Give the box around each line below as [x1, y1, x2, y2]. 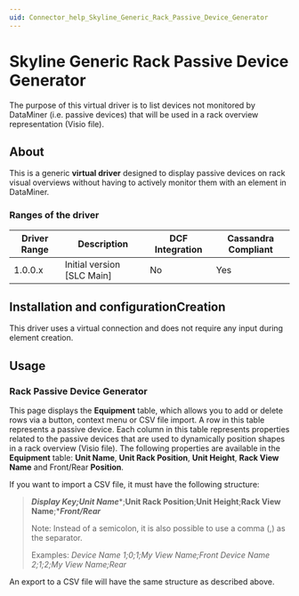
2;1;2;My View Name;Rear [30, 560, 127, 570]
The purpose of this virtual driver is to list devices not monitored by [9, 100, 256, 110]
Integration [154, 243, 203, 255]
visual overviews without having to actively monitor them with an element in [9, 177, 287, 188]
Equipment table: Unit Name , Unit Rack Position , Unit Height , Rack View [9, 453, 279, 463]
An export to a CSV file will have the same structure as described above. [9, 576, 275, 587]
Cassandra [226, 232, 274, 245]
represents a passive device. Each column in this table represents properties [9, 424, 290, 435]
